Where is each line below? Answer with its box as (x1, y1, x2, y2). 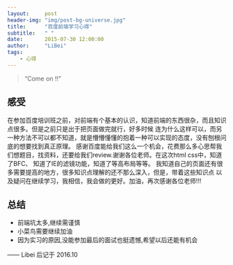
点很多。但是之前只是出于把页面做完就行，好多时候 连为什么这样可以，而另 (7, 124, 223, 132)
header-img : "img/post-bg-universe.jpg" (7, 17, 127, 24)
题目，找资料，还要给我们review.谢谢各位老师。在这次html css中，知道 (19, 151, 223, 159)
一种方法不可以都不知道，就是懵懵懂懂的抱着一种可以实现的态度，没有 (7, 133, 209, 142)
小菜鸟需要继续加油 (17, 227, 73, 236)
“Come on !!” (24, 74, 61, 83)
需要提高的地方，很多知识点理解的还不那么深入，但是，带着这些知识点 (13, 168, 214, 176)
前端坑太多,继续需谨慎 (17, 219, 81, 227)
